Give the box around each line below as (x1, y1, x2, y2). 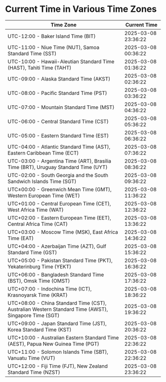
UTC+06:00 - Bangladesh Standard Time (7, 271, 104, 278)
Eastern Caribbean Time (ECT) (7, 149, 79, 156)
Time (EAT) (7, 235, 34, 242)
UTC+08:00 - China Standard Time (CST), (7, 299, 107, 306)
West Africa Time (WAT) (7, 206, 64, 213)
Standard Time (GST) (7, 249, 57, 255)
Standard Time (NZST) (7, 369, 60, 376)
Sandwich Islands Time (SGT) (7, 178, 77, 185)
